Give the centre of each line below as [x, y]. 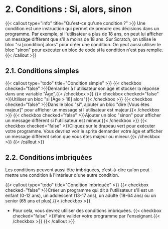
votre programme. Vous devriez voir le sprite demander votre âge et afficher [84, 131]
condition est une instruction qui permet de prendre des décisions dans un [82, 28]
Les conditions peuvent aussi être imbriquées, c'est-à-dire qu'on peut [77, 170]
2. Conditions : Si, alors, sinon [68, 9]
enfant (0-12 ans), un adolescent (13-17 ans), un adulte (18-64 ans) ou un [81, 195]
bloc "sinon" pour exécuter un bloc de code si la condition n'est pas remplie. [84, 50]
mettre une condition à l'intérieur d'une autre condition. [62, 175]
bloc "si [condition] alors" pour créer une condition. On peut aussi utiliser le [83, 44]
